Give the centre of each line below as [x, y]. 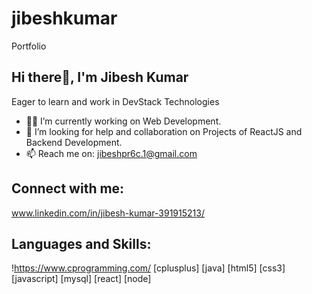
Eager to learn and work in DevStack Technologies [115, 101]
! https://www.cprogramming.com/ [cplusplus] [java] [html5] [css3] [148, 268]
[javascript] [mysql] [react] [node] [81, 279]
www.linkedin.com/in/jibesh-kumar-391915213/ [108, 213]
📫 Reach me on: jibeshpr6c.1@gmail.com [111, 153]
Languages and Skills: [81, 243]
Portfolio [29, 46]
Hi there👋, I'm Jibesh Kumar [100, 77]
